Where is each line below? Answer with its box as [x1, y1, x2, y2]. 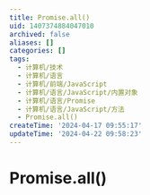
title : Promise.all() [9, 13, 91, 22]
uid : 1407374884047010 [9, 21, 94, 30]
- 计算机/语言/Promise [17, 96, 96, 106]
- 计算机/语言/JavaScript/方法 [17, 105, 125, 114]
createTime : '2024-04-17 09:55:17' [9, 122, 143, 131]
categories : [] [9, 47, 66, 55]
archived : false [9, 30, 70, 38]
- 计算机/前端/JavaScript [17, 80, 108, 89]
